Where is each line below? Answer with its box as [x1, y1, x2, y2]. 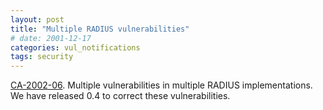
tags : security [10, 52, 74, 62]
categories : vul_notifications [10, 42, 141, 53]
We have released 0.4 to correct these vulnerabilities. [10, 90, 231, 102]
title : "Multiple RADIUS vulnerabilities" [10, 24, 190, 34]
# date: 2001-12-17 [10, 33, 92, 43]
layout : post [10, 14, 65, 25]
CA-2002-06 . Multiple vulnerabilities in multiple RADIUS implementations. [10, 79, 313, 91]
